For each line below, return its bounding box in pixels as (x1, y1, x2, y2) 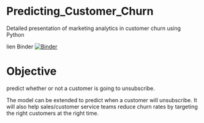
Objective (6, 64, 57, 78)
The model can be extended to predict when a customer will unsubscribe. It (6, 96, 197, 103)
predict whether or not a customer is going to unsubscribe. (6, 84, 155, 92)
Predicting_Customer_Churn (6, 4, 154, 18)
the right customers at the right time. (6, 109, 99, 117)
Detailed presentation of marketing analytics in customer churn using (6, 24, 181, 32)
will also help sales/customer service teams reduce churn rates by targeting (6, 103, 198, 110)
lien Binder (6, 43, 34, 50)
